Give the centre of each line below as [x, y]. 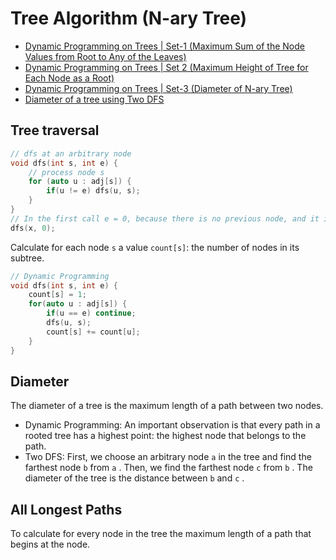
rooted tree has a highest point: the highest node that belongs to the [165, 436]
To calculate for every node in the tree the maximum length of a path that [161, 534]
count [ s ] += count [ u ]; [93, 332]
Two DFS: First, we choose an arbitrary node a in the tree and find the [168, 457]
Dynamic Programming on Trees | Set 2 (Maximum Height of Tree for [166, 67]
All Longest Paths [66, 509]
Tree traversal [55, 130]
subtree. [27, 258]
